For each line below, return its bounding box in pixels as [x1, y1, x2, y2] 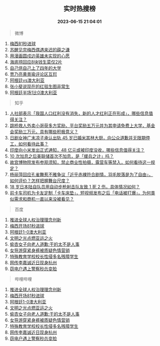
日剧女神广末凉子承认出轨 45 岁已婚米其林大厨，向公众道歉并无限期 [9, 135, 146, 140]
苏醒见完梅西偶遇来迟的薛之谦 [9, 46, 70, 52]
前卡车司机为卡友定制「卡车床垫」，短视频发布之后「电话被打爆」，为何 [9, 190, 151, 196]
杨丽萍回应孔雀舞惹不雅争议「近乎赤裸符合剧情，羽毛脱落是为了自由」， [9, 171, 153, 177]
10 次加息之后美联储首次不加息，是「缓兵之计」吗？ [9, 153, 114, 159]
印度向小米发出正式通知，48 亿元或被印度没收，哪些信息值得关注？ [9, 147, 145, 153]
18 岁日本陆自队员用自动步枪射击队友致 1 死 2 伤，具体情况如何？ [9, 184, 140, 189]
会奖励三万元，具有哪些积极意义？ [9, 129, 79, 135]
